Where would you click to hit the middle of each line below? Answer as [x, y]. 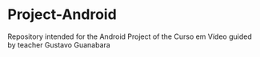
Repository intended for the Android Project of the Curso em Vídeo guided [130, 36]
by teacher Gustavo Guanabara [59, 44]
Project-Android [62, 15]
